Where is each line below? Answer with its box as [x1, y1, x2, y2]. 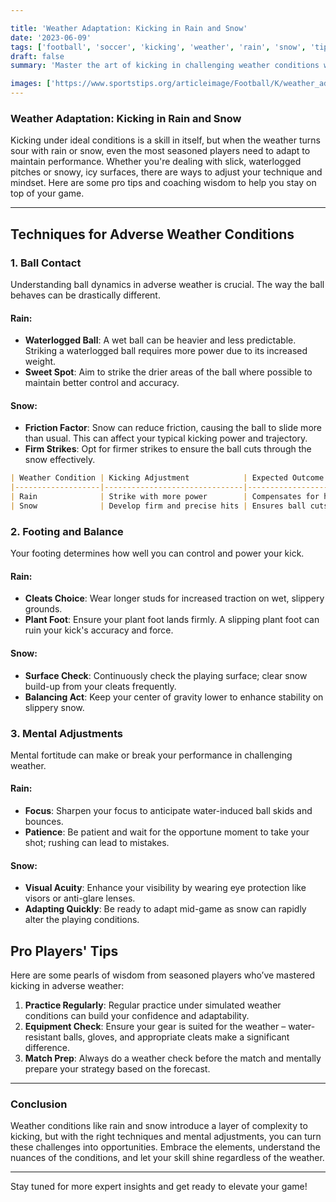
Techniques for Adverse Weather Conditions [10, 226, 295, 243]
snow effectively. [24, 454, 96, 466]
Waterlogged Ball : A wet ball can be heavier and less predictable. [24, 334, 297, 346]
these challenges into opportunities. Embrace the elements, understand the [10, 1141, 321, 1153]
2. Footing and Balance [10, 524, 124, 538]
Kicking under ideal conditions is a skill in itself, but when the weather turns [10, 134, 321, 146]
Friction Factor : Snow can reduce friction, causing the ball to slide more [24, 422, 322, 434]
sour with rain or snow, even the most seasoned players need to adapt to [10, 145, 311, 157]
